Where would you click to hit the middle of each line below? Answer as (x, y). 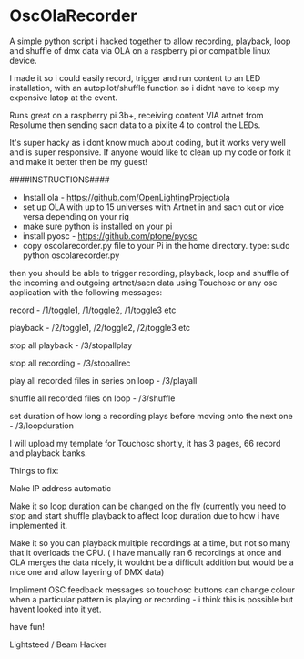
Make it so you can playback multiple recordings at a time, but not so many (150, 542)
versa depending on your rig (76, 216)
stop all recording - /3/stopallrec (70, 363)
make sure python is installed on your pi (97, 226)
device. (23, 60)
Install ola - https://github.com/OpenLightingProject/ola (126, 197)
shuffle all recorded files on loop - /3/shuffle (92, 398)
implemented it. (39, 525)
